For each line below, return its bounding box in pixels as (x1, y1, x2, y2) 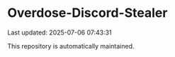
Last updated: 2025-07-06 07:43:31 (7, 28, 112, 37)
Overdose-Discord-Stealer (7, 5, 168, 21)
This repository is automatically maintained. (7, 42, 135, 50)
